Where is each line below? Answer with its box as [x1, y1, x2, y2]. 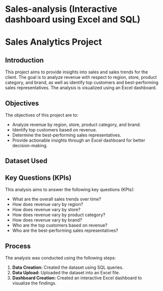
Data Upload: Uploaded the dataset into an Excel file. [12, 270, 120, 276]
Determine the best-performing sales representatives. [12, 132, 121, 138]
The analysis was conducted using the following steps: [5, 255, 116, 261]
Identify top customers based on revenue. [12, 127, 97, 132]
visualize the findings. [12, 280, 57, 286]
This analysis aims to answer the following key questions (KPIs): [5, 187, 135, 193]
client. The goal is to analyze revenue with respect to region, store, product [5, 74, 157, 80]
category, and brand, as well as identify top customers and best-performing [5, 80, 159, 86]
